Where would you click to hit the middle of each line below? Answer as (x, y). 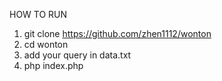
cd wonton (46, 44)
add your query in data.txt (77, 55)
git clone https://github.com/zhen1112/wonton (117, 33)
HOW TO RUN (38, 14)
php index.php (53, 65)
